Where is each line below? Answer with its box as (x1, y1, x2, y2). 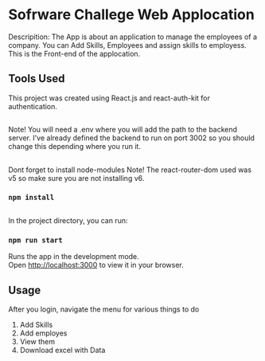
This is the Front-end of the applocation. (8, 49, 141, 58)
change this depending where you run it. (8, 142, 142, 151)
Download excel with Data (19, 345, 106, 355)
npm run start (8, 235, 63, 245)
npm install (8, 193, 55, 202)
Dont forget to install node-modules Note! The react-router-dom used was (8, 165, 252, 175)
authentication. (8, 101, 58, 111)
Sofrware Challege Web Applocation (8, 6, 255, 24)
